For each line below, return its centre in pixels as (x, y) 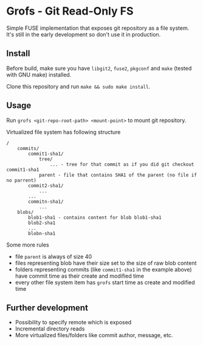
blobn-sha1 (42, 233)
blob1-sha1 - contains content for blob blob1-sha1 (95, 217)
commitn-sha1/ (46, 202)
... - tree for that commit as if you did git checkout (122, 164)
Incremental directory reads (50, 329)
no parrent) (21, 180)
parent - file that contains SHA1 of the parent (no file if (118, 175)
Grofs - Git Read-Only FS (70, 11)
